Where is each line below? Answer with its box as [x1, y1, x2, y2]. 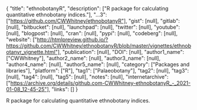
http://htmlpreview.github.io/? [36, 36, 109, 43]
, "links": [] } [48, 86, 78, 92]
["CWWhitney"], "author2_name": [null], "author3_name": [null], [6, 55, 161, 61]
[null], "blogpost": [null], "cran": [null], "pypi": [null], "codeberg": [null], [6, 30, 178, 37]
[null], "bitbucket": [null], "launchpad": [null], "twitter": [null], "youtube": [6, 23, 181, 30]
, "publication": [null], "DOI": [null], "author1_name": [59, 49, 185, 55]
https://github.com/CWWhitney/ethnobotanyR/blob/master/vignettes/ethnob [6, 42, 191, 49]
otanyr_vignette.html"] [6, 49, 60, 55]
